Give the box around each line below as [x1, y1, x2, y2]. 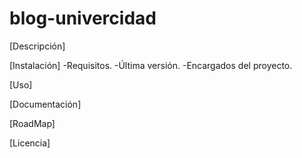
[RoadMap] [9, 117, 56, 129]
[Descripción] [9, 40, 66, 52]
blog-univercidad [9, 7, 157, 30]
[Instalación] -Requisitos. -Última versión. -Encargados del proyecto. [9, 59, 293, 71]
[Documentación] [9, 98, 82, 110]
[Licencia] [9, 137, 51, 149]
